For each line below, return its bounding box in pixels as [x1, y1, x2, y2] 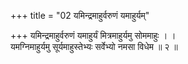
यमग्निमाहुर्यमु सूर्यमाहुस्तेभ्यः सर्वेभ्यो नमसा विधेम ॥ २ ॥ [10, 41, 178, 52]
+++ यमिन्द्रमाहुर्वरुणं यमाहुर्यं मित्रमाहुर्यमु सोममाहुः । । [10, 30, 177, 41]
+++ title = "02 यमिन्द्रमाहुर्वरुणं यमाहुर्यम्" [10, 10, 150, 21]
